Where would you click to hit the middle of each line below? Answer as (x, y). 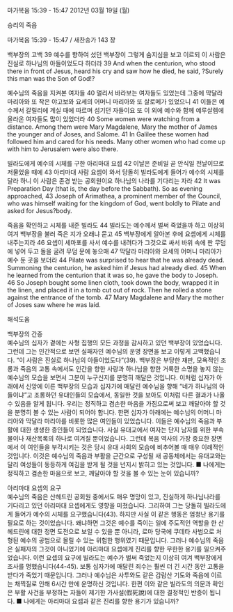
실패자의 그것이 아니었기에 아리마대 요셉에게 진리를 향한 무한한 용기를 (108, 549)
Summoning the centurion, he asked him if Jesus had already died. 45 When (117, 268)
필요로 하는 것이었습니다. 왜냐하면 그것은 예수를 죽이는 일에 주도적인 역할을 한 (112, 523)
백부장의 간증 (25, 334)
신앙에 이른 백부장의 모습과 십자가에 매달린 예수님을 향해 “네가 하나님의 (121, 386)
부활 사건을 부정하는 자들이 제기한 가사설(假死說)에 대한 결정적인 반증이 (111, 593)
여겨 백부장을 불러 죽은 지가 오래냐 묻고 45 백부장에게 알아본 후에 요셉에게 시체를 (116, 234)
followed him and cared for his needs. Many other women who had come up (116, 142)
